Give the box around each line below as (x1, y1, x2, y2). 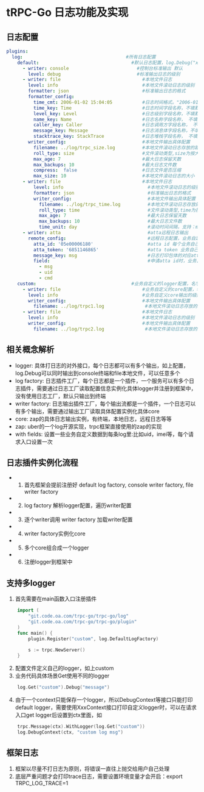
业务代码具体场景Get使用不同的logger (15, 672, 110, 680)
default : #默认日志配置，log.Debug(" (17, 59, 196, 66)
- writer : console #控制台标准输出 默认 (22, 65, 183, 71)
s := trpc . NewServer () (28, 647, 86, 653)
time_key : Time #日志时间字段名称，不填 (33, 105, 195, 111)
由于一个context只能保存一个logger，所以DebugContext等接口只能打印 (15, 696, 193, 703)
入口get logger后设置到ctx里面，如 (15, 711, 102, 718)
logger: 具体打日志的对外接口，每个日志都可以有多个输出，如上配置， (15, 362, 189, 369)
